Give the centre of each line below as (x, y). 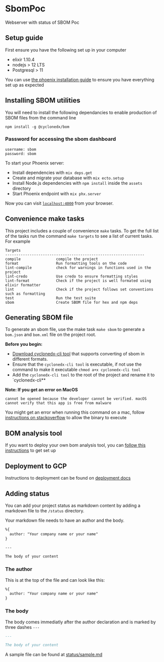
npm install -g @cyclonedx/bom (37, 127)
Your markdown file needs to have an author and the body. (65, 520)
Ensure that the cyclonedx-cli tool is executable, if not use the (77, 364)
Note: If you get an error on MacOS (41, 390)
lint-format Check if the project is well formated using (78, 280)
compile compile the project (52, 259)
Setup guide (24, 38)
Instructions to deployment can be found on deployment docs (68, 478)
